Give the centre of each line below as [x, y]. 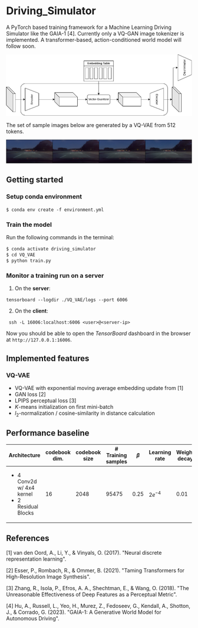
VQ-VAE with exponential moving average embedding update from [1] [99, 388]
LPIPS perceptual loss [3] [45, 401]
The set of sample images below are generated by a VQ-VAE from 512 [91, 125]
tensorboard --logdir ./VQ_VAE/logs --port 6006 [67, 300]
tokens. [15, 132]
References [28, 538]
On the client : [31, 311]
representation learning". [36, 559]
